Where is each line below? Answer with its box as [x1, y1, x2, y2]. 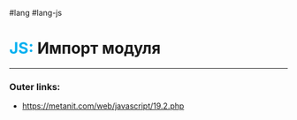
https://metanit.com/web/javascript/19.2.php [21, 101, 185, 111]
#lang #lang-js [9, 8, 63, 18]
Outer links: [9, 80, 61, 93]
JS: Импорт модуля [9, 39, 161, 58]
